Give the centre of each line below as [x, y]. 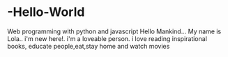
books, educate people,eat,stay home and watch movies [89, 46]
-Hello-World [46, 12]
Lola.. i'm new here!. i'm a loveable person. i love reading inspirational [107, 38]
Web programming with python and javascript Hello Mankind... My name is [114, 31]
